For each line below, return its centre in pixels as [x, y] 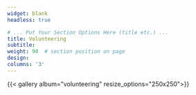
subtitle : [21, 45]
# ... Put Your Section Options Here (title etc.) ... [88, 32]
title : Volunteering [37, 39]
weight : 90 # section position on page [66, 52]
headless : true [29, 20]
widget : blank [28, 13]
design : [18, 58]
